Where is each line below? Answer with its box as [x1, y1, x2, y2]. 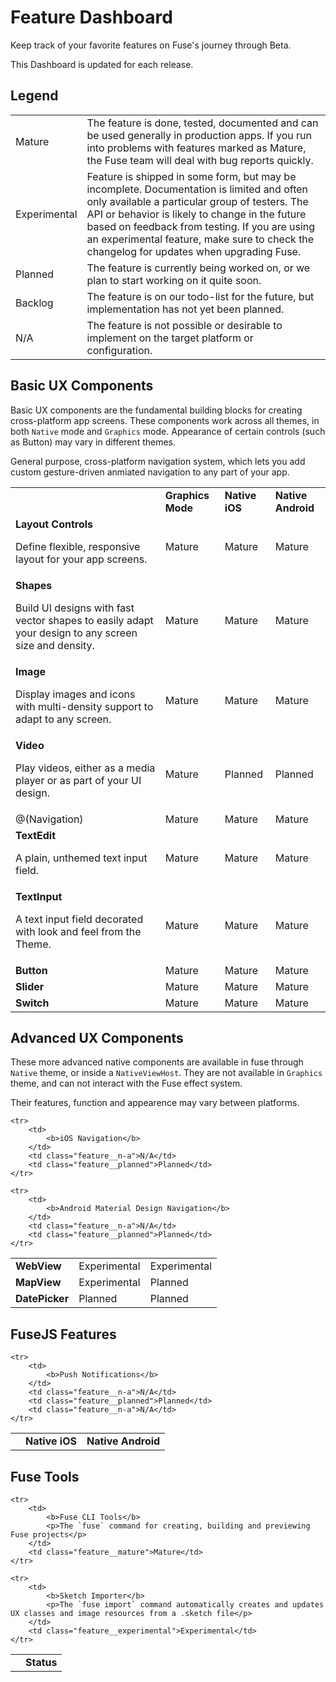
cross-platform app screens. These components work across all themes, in [10, 414, 320, 426]
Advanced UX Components [10, 1029, 184, 1046]
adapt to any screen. [15, 712, 112, 726]
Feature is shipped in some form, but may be [86, 169, 297, 183]
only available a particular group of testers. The [86, 194, 309, 208]
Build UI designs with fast [15, 601, 135, 615]
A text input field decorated [15, 912, 144, 926]
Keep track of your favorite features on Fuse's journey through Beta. [10, 39, 292, 51]
